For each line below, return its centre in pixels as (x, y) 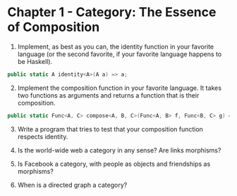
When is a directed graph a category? (72, 185)
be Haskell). (35, 61)
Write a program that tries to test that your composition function (110, 129)
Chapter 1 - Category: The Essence (112, 12)
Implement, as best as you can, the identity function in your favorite (116, 46)
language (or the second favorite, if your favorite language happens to (120, 54)
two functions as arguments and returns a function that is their (108, 95)
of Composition (54, 27)
